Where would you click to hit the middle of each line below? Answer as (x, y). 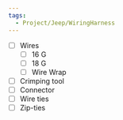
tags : (17, 15)
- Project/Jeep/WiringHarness (65, 23)
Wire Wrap (49, 72)
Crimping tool (42, 81)
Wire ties (34, 99)
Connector (37, 90)
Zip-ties (33, 107)
